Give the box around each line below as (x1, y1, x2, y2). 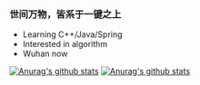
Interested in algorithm (22, 39, 107, 50)
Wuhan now (22, 48, 68, 60)
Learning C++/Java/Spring (22, 29, 123, 40)
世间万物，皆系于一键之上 (9, 7, 122, 20)
